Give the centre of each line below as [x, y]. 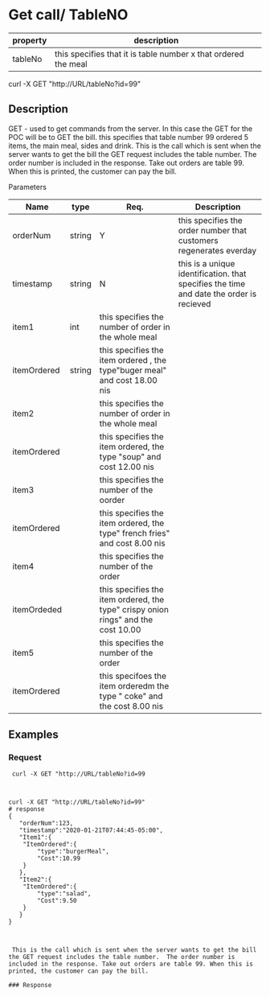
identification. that [212, 274]
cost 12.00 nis [127, 467]
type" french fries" [135, 533]
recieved [194, 303]
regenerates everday [217, 250]
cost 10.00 [120, 629]
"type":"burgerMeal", [74, 852]
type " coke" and [131, 696]
